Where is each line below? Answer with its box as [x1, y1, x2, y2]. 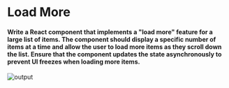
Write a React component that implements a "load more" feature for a [7, 27, 213, 36]
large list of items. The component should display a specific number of [7, 35, 216, 43]
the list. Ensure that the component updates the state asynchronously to [7, 50, 222, 58]
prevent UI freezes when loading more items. [7, 57, 140, 66]
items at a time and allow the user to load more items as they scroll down [7, 43, 222, 51]
